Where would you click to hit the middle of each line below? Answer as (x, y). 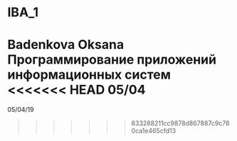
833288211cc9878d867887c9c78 (180, 123)
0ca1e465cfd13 (154, 131)
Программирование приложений (112, 60)
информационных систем (89, 75)
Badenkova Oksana (66, 45)
